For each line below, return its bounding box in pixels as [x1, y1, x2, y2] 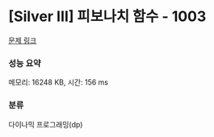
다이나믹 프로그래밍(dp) [8, 119, 83, 129]
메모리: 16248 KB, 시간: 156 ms [8, 77, 109, 87]
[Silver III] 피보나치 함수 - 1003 [8, 7, 207, 26]
